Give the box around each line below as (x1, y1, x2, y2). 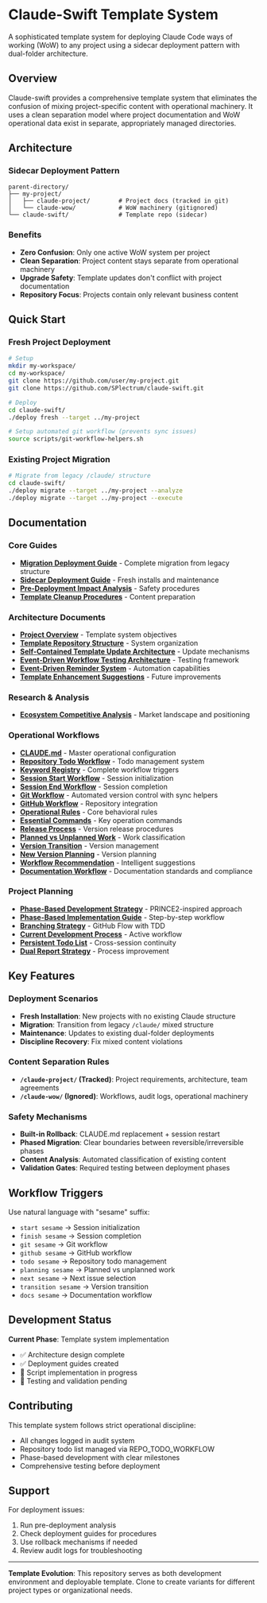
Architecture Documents (8, 611, 106, 623)
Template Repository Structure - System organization (19, 638, 199, 647)
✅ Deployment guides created (19, 1358, 119, 1368)
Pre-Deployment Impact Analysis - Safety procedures (19, 583, 200, 593)
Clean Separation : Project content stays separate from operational (19, 256, 239, 266)
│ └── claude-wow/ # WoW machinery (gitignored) (8, 204, 219, 212)
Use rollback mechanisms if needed (19, 1537, 137, 1547)
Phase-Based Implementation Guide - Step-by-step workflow (19, 912, 225, 922)
